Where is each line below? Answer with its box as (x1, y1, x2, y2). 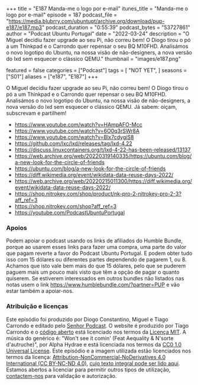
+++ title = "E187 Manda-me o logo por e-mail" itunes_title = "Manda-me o (6, 5, 188, 12)
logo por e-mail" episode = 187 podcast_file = (6, 11, 118, 18)
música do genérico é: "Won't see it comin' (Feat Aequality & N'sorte (6, 334, 174, 342)
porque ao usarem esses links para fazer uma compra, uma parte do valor (6, 244, 187, 251)
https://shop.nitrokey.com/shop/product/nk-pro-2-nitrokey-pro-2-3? (14, 190, 182, 197)
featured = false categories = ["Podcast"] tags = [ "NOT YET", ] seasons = (6, 67, 187, 73)
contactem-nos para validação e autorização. (6, 372, 117, 379)
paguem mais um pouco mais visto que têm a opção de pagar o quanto (6, 268, 180, 276)
